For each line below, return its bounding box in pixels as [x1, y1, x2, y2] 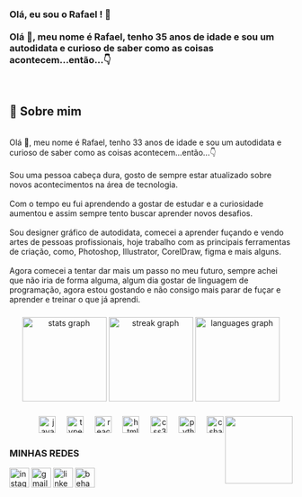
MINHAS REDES [9, 447, 80, 459]
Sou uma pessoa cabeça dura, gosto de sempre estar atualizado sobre [9, 170, 272, 181]
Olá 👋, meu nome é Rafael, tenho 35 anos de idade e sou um [9, 31, 275, 43]
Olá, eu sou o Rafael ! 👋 [9, 8, 111, 21]
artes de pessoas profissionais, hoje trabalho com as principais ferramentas [9, 237, 290, 248]
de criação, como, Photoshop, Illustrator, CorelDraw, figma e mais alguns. [9, 247, 281, 258]
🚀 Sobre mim [9, 104, 83, 119]
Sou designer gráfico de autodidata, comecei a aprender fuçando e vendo [9, 227, 285, 238]
